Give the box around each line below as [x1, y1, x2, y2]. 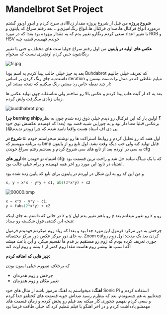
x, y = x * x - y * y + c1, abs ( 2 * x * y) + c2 [5, 180, 91, 185]
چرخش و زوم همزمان [12, 272, 54, 278]
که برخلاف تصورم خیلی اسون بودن [5, 263, 70, 269]
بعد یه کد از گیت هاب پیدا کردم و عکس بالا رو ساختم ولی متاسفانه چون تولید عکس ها [5, 90, 163, 96]
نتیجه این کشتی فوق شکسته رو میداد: [5, 218, 75, 224]
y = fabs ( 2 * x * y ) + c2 [5, 203, 51, 208]
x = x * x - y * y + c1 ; [5, 198, 49, 204]
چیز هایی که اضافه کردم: [5, 253, 51, 259]
